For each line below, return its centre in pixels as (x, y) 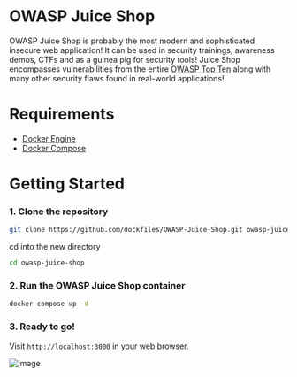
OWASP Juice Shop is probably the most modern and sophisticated (132, 41)
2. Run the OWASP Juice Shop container (97, 286)
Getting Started (67, 184)
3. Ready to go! (42, 327)
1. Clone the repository (59, 212)
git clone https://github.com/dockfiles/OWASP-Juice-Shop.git (126, 230)
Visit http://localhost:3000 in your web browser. (99, 346)
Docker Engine (49, 138)
